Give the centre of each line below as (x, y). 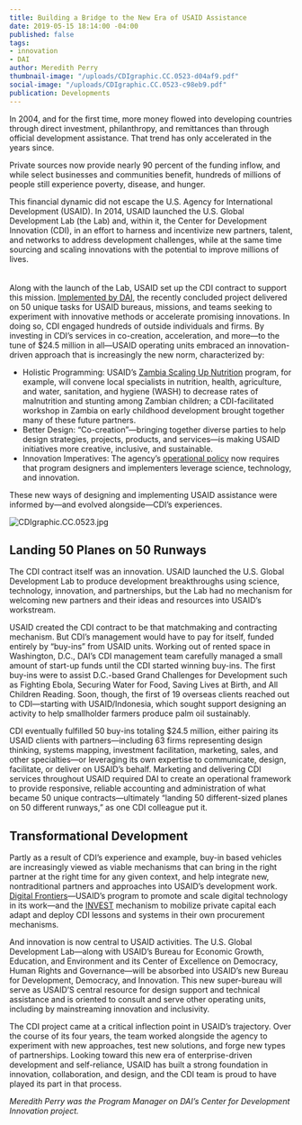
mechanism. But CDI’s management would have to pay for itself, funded (142, 637)
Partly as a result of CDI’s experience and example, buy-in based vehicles (146, 857)
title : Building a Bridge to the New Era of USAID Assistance (128, 18)
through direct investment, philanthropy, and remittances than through (139, 128)
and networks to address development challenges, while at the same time (146, 240)
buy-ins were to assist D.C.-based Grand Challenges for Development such (148, 676)
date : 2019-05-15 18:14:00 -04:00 (74, 26)
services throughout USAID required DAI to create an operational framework (151, 779)
